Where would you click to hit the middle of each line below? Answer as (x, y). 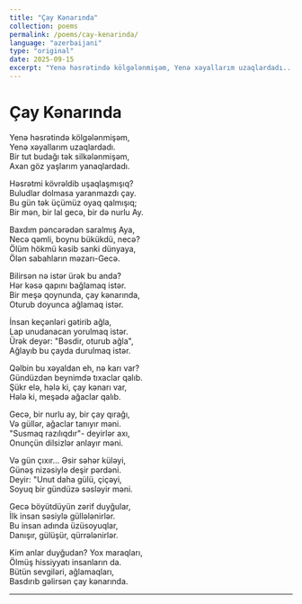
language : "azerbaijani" (56, 43)
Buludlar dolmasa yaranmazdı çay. (73, 193)
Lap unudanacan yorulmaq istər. (69, 331)
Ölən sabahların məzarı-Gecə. (65, 258)
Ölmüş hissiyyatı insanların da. (66, 562)
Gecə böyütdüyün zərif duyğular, (70, 506)
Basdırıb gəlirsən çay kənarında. (69, 581)
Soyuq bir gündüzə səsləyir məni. (71, 489)
